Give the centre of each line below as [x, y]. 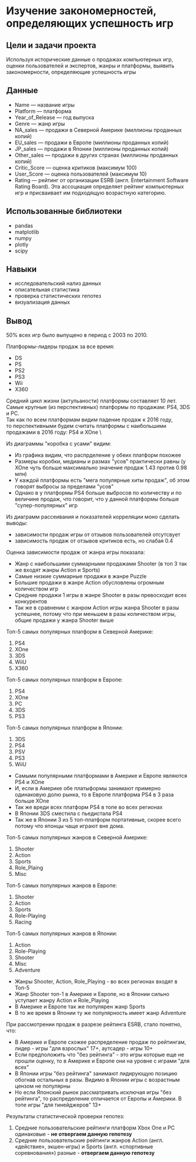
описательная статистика [47, 290]
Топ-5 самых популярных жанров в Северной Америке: [77, 838]
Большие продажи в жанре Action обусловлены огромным [89, 583]
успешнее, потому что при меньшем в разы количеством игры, [95, 614]
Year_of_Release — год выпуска [54, 117]
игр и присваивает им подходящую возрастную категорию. [90, 193]
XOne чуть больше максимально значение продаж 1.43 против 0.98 [101, 468]
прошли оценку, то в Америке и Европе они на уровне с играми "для [102, 1061]
